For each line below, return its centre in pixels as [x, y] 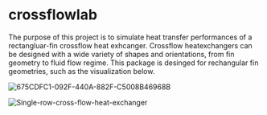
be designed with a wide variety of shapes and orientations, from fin [121, 54]
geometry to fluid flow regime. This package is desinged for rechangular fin [133, 63]
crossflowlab [53, 15]
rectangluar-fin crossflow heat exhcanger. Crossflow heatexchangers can [131, 45]
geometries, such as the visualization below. [82, 71]
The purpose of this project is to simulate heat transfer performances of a [130, 37]
